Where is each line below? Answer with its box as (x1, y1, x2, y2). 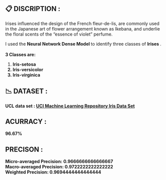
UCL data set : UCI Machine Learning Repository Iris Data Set (5, 103, 135, 109)
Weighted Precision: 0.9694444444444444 (5, 169, 102, 175)
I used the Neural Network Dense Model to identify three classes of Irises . (5, 41, 162, 47)
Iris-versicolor (12, 66, 44, 72)
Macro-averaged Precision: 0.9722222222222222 (5, 164, 113, 170)
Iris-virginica (12, 72, 40, 78)
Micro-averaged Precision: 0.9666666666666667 (5, 158, 113, 164)
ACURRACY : (5, 117, 47, 126)
